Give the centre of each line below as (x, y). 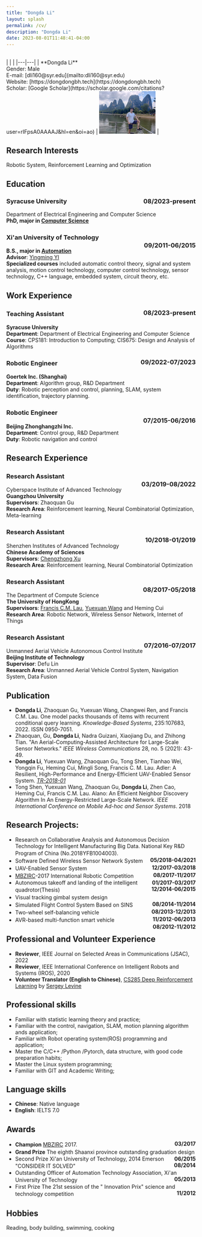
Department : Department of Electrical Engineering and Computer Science (98, 334)
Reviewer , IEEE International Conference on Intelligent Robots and (97, 966)
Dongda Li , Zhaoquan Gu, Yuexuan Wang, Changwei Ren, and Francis (101, 710)
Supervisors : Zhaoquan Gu (40, 503)
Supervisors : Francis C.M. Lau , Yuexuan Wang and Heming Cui (85, 608)
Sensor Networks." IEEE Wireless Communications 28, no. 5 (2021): (98, 749)
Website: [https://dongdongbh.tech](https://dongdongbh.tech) (84, 82)
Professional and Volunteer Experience (81, 940)
